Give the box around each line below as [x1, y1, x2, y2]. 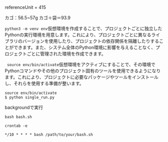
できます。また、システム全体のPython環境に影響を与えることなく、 [13, 44, 156, 50]
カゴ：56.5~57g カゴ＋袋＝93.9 [5, 15, 71, 21]
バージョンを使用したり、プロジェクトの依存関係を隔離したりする [22, 38, 159, 44]
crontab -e [5, 123, 28, 128]
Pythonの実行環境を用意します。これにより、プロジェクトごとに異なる [5, 32, 152, 37]
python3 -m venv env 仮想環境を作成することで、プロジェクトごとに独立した [5, 25, 162, 31]
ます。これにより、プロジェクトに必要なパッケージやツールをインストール [5, 74, 159, 80]
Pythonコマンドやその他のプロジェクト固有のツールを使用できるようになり [5, 68, 161, 74]
